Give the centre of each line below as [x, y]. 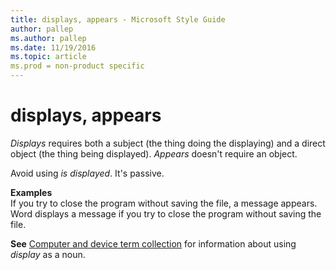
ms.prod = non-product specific [77, 66]
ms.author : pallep [48, 38]
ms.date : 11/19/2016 [53, 47]
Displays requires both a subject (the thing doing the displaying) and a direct [168, 143]
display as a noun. [48, 254]
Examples [31, 192]
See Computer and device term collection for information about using [153, 243]
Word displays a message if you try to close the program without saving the [166, 213]
